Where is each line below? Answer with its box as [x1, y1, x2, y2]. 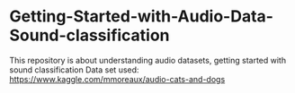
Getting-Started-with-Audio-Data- [9, 6, 274, 27]
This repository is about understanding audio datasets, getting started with [9, 55, 286, 65]
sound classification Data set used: [9, 64, 139, 75]
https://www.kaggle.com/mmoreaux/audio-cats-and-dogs [9, 73, 226, 84]
